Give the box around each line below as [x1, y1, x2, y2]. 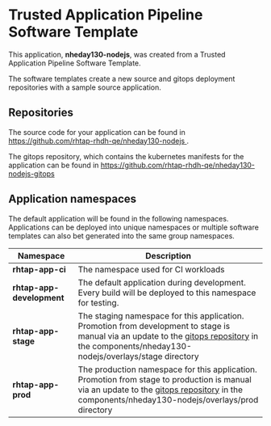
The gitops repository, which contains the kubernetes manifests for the [8, 151, 244, 161]
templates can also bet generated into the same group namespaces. [8, 230, 236, 240]
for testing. [77, 297, 119, 308]
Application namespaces [8, 192, 137, 206]
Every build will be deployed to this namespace [77, 287, 256, 298]
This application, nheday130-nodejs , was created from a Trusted [8, 49, 226, 59]
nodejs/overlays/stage [77, 350, 163, 361]
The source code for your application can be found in [8, 127, 186, 137]
